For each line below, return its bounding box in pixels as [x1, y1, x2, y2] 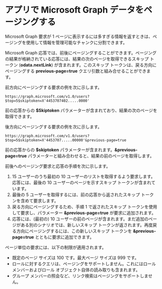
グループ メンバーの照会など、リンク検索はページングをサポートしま [12, 273, 148, 279]
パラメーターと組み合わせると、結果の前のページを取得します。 [28, 153, 154, 159]
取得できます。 [5, 113, 35, 119]
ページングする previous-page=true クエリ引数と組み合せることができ [5, 68, 147, 74]
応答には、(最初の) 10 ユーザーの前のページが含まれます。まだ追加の [12, 216, 149, 222]
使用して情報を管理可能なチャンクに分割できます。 [26, 39, 127, 45]
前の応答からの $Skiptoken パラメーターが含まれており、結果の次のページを [5, 107, 158, 113]
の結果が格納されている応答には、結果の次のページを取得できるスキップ [5, 56, 149, 62]
